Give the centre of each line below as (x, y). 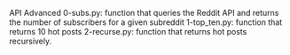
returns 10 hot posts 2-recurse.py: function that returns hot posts (128, 31)
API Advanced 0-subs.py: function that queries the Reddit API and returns (144, 13)
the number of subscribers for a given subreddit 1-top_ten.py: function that (146, 22)
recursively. (31, 41)
